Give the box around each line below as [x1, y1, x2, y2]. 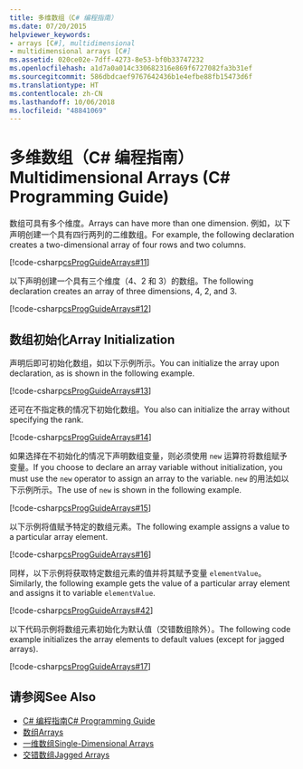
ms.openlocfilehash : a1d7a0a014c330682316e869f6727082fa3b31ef [9, 64, 253, 73]
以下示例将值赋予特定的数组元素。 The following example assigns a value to [9, 522, 290, 532]
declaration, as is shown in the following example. [9, 368, 195, 379]
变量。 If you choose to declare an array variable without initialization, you [9, 462, 283, 472]
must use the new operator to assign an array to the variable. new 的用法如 [9, 473, 282, 484]
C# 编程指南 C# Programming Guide [22, 715, 156, 726]
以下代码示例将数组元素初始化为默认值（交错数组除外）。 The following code [9, 624, 291, 634]
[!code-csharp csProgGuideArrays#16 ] [9, 549, 152, 560]
